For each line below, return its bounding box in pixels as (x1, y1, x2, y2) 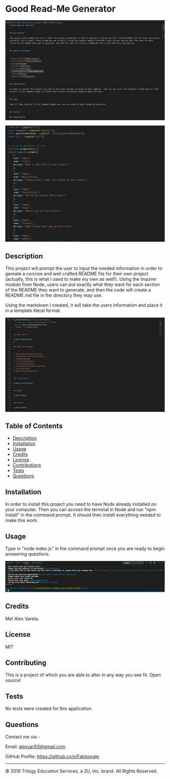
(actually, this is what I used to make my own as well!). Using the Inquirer (5, 276, 157, 282)
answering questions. (5, 550, 50, 557)
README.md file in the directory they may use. (5, 292, 103, 298)
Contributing (5, 658, 47, 667)
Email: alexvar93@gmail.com (5, 743, 66, 750)
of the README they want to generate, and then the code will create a (5, 286, 151, 293)
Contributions (12, 462, 41, 468)
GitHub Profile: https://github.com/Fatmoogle (5, 753, 100, 759)
